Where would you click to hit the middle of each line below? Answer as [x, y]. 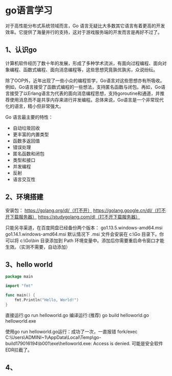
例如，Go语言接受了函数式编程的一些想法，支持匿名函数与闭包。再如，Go [83, 87]
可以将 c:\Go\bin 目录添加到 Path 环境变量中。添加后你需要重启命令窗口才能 [85, 240]
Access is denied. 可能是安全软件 [128, 343]
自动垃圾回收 [26, 128]
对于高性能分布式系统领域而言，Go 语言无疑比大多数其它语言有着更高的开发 [85, 26]
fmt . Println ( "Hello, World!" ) [47, 300]
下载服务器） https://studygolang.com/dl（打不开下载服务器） [75, 216]
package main [19, 277]
